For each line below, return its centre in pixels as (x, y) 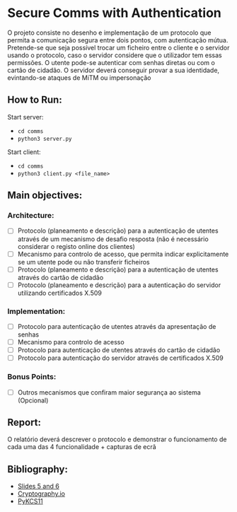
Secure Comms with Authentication (114, 13)
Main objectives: (45, 196)
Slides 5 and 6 (39, 487)
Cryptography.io (41, 494)
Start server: (25, 117)
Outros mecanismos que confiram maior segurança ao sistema (109, 392)
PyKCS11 (30, 501)
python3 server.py (45, 139)
